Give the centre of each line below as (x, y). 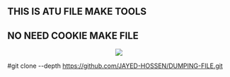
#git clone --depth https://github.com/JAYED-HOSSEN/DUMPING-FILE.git (115, 66)
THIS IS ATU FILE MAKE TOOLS (77, 12)
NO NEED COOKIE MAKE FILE (73, 36)
